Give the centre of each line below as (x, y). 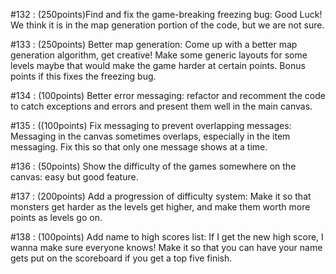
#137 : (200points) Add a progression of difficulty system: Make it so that (161, 196)
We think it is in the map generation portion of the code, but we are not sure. (167, 25)
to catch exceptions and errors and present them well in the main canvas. (161, 106)
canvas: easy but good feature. (74, 177)
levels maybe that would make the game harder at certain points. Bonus (158, 65)
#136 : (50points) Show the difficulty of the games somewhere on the (153, 166)
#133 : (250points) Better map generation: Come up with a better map (154, 44)
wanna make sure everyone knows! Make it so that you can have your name (166, 247)
